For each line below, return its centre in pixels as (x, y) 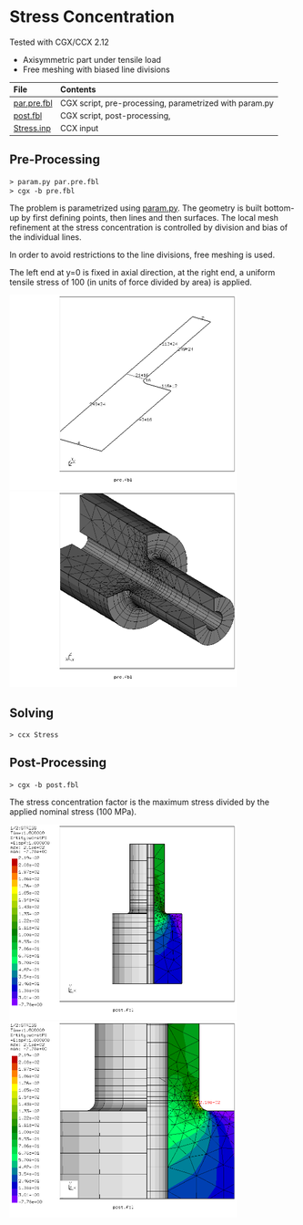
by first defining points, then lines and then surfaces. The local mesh (150, 217)
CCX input (80, 129)
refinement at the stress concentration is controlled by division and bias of (149, 227)
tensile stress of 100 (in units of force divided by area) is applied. (131, 282)
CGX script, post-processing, (116, 115)
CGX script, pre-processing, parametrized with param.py (167, 103)
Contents (78, 89)
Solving (32, 713)
